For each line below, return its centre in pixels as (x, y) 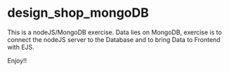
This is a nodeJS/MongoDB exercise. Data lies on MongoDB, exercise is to (115, 32)
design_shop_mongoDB (78, 13)
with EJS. (21, 47)
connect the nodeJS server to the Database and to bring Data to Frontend (114, 39)
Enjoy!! (17, 60)
